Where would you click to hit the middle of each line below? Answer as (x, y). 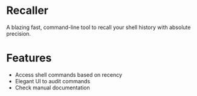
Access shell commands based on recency (69, 75)
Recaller (27, 11)
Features (29, 58)
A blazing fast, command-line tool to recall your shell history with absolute (98, 27)
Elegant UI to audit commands (53, 81)
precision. (19, 33)
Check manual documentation (53, 88)
